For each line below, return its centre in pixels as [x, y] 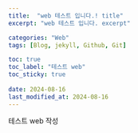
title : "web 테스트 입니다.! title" [66, 16]
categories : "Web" [39, 38]
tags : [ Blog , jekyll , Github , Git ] [67, 45]
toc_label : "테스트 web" [47, 67]
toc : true [25, 60]
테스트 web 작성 [34, 120]
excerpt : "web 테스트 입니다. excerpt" [69, 23]
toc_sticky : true [37, 75]
